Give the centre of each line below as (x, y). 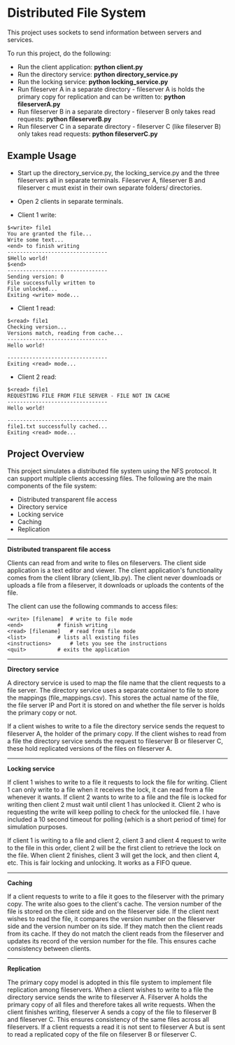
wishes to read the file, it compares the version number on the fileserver (111, 918)
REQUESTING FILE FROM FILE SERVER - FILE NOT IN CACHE (89, 396)
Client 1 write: (37, 214)
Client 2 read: (37, 377)
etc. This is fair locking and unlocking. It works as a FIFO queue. (100, 862)
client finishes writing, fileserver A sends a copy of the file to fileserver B (112, 1012)
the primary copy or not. (42, 712)
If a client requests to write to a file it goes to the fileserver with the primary (116, 896)
